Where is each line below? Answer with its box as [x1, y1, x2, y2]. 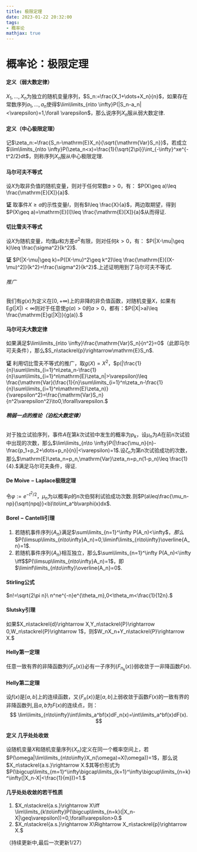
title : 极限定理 [6, 8, 42, 15]
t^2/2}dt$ [6, 153, 29, 160]
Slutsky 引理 [6, 606, 36, 613]
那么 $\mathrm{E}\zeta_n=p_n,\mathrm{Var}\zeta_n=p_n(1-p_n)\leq [6, 455, 169, 462]
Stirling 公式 [6, 578, 35, 585]
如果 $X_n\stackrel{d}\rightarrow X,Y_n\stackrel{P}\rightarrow [6, 620, 155, 628]
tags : [6, 19, 19, 25]
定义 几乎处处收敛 [6, 732, 49, 739]
